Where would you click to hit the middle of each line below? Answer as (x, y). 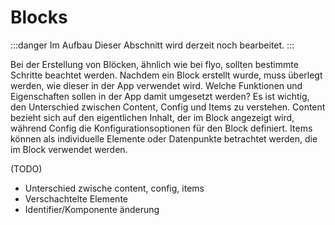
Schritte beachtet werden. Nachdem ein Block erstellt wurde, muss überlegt (166, 75)
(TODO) (26, 168)
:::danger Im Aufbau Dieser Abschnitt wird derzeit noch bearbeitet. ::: (152, 45)
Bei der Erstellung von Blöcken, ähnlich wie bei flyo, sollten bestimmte (154, 64)
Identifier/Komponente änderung (92, 209)
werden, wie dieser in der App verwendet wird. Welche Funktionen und (156, 85)
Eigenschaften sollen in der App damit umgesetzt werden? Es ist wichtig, (160, 96)
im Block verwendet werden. (69, 149)
